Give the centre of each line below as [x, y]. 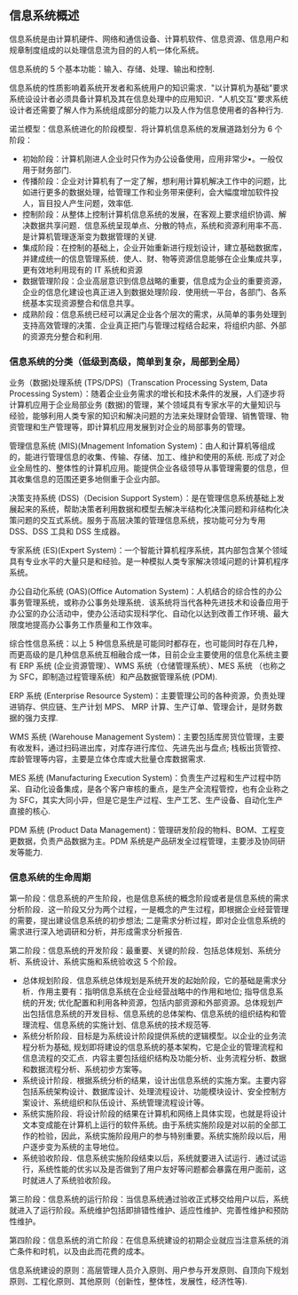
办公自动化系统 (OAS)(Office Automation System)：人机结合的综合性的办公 [145, 592]
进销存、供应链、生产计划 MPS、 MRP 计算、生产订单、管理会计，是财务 [142, 707]
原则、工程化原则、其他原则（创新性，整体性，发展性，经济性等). [129, 1282]
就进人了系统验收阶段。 [73, 1180]
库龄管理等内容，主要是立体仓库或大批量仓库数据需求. [108, 759]
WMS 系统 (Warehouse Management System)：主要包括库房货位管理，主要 [147, 737]
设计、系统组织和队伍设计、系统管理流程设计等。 [119, 1103]
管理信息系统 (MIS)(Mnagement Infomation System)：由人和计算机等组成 [142, 446]
